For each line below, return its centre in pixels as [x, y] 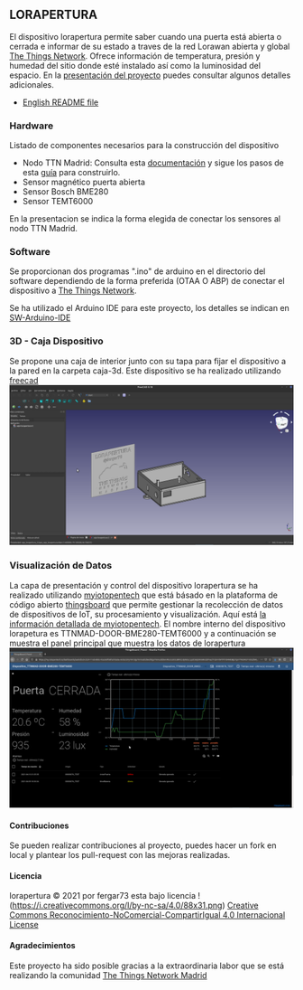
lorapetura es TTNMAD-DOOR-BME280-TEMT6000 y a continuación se [143, 633]
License [24, 925]
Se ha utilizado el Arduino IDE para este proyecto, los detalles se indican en [150, 308]
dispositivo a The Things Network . [73, 291]
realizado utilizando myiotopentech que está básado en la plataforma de [143, 595]
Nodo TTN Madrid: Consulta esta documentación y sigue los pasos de [153, 163]
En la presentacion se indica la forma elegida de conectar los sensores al [145, 219]
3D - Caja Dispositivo [56, 341]
